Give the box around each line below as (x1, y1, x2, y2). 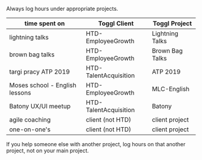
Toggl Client (98, 19, 134, 28)
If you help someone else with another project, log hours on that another (6, 141, 186, 147)
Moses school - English (9, 81, 77, 89)
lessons (9, 89, 31, 96)
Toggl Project (153, 19, 192, 28)
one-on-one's (9, 125, 51, 134)
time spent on (24, 19, 65, 28)
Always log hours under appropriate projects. (6, 5, 118, 12)
